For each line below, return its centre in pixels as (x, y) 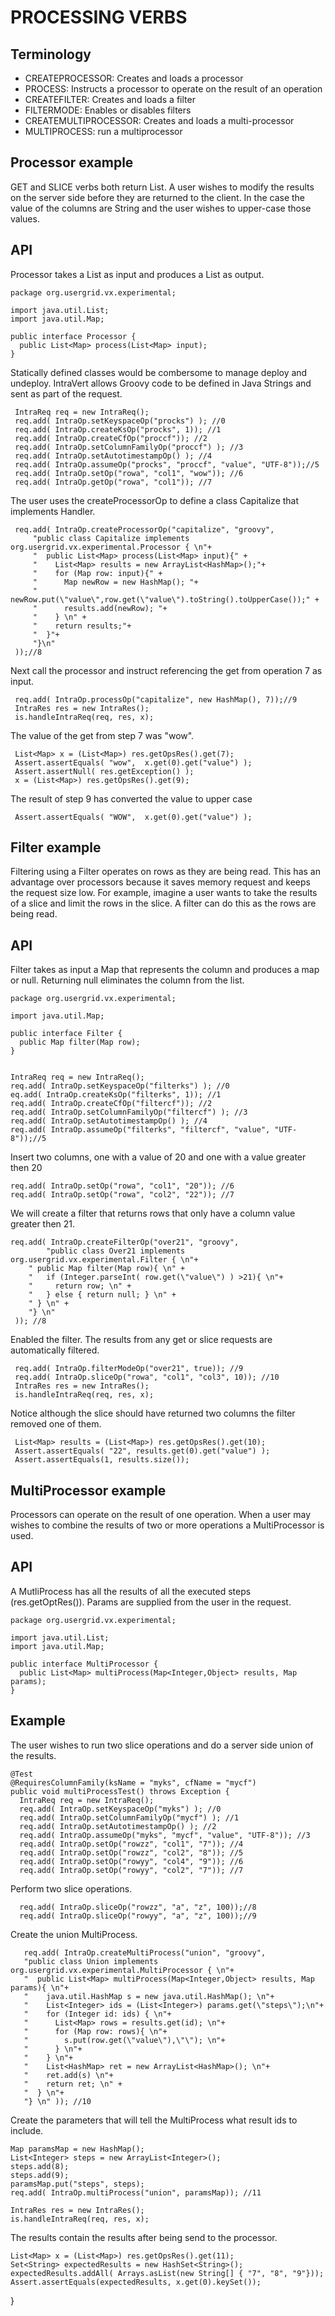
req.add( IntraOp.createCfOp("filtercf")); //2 (111, 1104)
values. (25, 218)
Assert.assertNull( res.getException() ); (104, 771)
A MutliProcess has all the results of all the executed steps (131, 1591)
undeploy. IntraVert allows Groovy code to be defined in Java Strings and (161, 383)
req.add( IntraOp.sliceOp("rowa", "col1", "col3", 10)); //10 (147, 1377)
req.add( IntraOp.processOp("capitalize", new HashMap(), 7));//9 (156, 699)
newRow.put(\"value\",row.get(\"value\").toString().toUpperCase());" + (165, 599)
